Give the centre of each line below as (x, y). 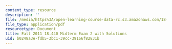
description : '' (23, 15)
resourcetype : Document (31, 29)
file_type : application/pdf (35, 24)
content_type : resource (31, 10)
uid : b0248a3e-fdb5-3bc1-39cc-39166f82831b (52, 39)
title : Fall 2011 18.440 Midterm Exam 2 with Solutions (66, 34)
